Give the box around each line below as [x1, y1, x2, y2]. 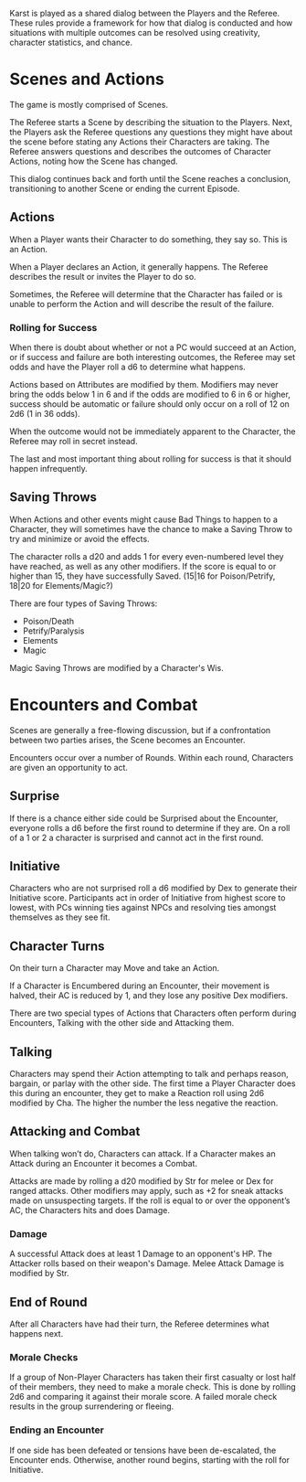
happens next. [9, 1327, 64, 1338]
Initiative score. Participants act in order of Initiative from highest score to [9, 892, 286, 903]
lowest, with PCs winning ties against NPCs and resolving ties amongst [9, 902, 277, 913]
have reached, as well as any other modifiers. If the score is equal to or [9, 560, 277, 571]
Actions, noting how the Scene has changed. [9, 155, 178, 166]
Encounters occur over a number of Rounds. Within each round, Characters [9, 752, 294, 762]
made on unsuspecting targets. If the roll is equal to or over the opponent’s [9, 1195, 290, 1206]
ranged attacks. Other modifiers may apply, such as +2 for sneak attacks [9, 1185, 284, 1196]
